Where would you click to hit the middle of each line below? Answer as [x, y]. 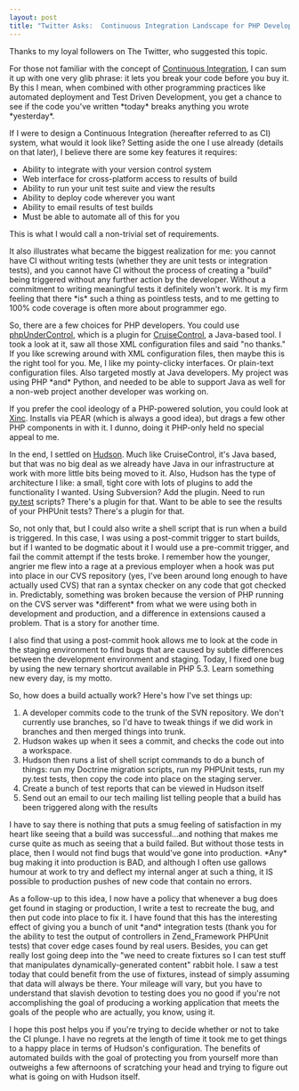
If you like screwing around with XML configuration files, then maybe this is [147, 354]
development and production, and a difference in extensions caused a [137, 613]
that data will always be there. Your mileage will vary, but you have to [136, 983]
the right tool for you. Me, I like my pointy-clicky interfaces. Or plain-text [141, 362]
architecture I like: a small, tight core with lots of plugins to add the [131, 483]
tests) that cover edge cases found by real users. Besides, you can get [139, 946]
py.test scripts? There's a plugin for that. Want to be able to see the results [146, 501]
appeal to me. [34, 436]
